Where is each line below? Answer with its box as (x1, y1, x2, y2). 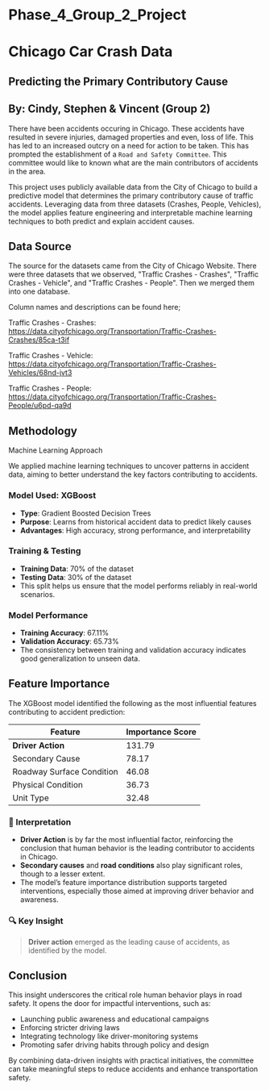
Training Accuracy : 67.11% (19, 628, 110, 638)
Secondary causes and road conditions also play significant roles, (19, 861, 243, 871)
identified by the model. (27, 946, 107, 955)
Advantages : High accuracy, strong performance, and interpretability (19, 525, 251, 535)
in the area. (8, 166, 46, 176)
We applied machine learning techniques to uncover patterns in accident (8, 461, 250, 471)
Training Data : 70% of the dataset (19, 563, 134, 574)
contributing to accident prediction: (8, 707, 126, 716)
